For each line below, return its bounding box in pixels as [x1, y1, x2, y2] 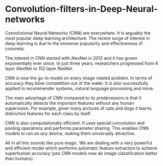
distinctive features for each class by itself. [5, 110, 92, 116]
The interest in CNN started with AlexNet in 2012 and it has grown [5, 55, 138, 61]
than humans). [5, 155, 34, 161]
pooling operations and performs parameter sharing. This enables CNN [5, 125, 149, 131]
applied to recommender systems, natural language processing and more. [5, 85, 154, 91]
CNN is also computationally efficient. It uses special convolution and [5, 120, 145, 126]
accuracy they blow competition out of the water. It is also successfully [5, 80, 148, 86]
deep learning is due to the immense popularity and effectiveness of [5, 40, 143, 46]
